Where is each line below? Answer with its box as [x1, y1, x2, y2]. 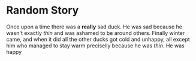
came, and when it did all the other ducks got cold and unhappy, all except [6, 36, 190, 43]
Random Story [6, 4, 79, 17]
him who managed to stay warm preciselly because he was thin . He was [6, 42, 185, 49]
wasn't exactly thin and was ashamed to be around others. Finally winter [6, 29, 185, 36]
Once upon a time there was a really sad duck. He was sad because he [6, 23, 183, 30]
